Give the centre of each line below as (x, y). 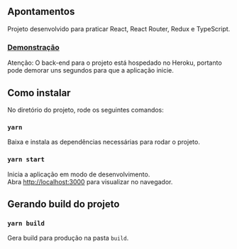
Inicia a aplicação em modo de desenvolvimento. (79, 174)
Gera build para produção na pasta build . (68, 238)
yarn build (26, 223)
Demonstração (34, 47)
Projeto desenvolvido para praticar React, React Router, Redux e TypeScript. (119, 28)
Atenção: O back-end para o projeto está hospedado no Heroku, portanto (115, 63)
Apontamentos (41, 12)
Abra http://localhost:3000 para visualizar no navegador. (90, 181)
